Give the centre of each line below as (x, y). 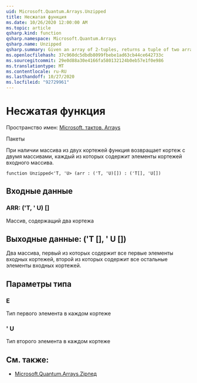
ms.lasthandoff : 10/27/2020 (40, 77)
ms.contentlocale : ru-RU (36, 71)
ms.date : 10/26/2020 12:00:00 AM (47, 22)
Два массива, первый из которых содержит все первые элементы (90, 253)
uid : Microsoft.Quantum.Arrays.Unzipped (56, 11)
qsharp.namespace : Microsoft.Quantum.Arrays (61, 39)
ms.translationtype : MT (35, 66)
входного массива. (30, 162)
